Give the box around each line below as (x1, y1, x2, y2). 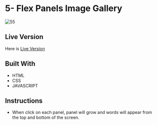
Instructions (5, 97, 43, 105)
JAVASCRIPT (12, 83, 38, 88)
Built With (5, 60, 35, 68)
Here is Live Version (5, 45, 45, 51)
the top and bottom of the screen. (12, 114, 79, 121)
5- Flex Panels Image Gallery (5, 3, 123, 14)
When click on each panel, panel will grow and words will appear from (12, 110, 153, 115)
